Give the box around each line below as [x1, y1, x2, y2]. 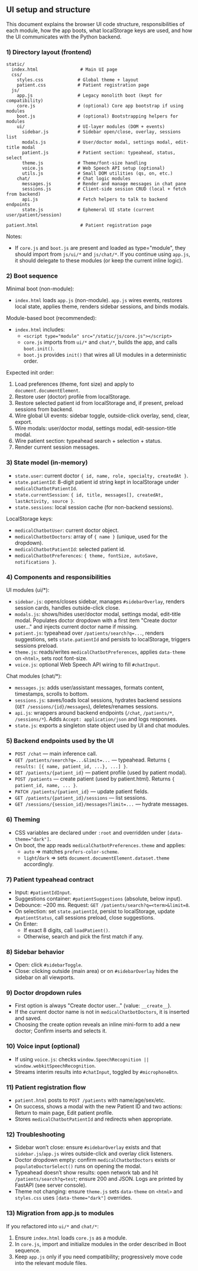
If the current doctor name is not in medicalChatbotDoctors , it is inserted [14, 1009, 190, 1016]
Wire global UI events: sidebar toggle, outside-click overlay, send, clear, [14, 412, 190, 419]
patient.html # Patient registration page [6, 223, 152, 229]
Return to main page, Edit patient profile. [14, 1110, 113, 1117]
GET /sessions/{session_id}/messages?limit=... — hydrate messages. [14, 801, 189, 808]
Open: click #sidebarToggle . [14, 961, 83, 968]
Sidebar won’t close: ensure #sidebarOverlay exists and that [14, 1144, 161, 1151]
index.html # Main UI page [11, 66, 118, 73]
